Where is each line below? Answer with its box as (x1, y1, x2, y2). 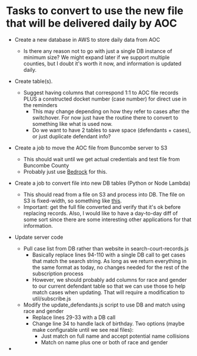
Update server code (14, 234, 64, 241)
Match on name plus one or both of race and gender (41, 338, 168, 345)
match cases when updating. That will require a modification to (32, 288, 185, 295)
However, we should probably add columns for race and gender (32, 276, 187, 283)
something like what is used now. (32, 120, 113, 127)
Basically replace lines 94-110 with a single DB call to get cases (32, 251, 186, 258)
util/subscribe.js (32, 295, 72, 302)
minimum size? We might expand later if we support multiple (23, 54, 170, 61)
